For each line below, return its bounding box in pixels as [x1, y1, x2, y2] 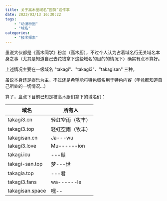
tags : [5, 16, 16, 21]
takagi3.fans [7, 178, 37, 185]
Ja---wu [50, 134, 74, 141]
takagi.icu [7, 151, 31, 158]
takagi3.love [7, 142, 36, 149]
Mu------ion [50, 142, 85, 149]
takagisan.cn [7, 134, 38, 141]
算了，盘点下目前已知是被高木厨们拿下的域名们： [5, 93, 106, 100]
